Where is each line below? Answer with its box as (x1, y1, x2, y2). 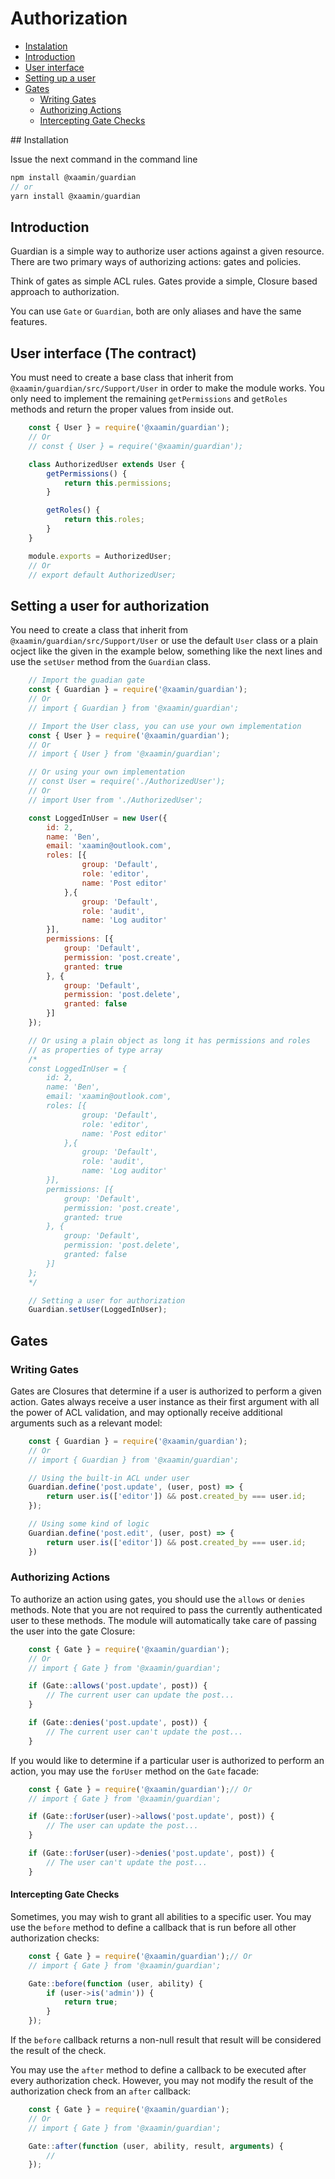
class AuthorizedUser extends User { (28, 459, 186, 469)
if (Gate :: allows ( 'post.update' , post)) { (28, 1681, 208, 1691)
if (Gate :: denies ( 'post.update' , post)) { (28, 1718, 208, 1728)
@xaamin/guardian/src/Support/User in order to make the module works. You (10, 382, 325, 394)
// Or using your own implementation (28, 767, 186, 777)
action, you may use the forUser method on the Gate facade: (10, 1765, 260, 1777)
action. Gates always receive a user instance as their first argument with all (10, 1395, 320, 1407)
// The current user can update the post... (46, 1690, 235, 1701)
